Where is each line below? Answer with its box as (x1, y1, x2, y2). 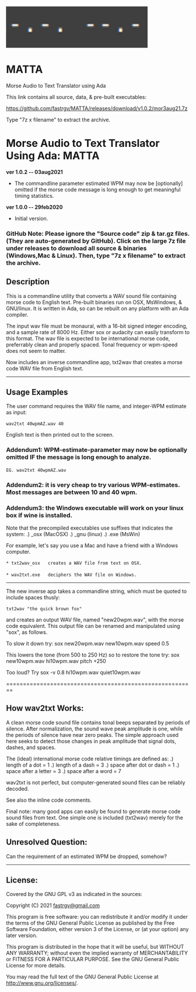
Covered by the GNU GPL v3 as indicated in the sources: (6, 891, 143, 898)
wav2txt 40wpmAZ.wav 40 (6, 421, 64, 427)
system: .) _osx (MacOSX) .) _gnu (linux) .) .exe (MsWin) (6, 530, 141, 537)
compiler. (6, 311, 29, 318)
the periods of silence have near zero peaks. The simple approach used (6, 731, 179, 738)
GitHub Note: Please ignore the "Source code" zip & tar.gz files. (6, 229, 190, 238)
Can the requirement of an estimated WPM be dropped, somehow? (6, 853, 167, 860)
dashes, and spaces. (6, 744, 56, 751)
